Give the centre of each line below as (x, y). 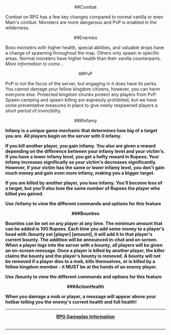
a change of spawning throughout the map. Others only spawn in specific (82, 53)
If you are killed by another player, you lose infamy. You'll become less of (84, 183)
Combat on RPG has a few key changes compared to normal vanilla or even (84, 17)
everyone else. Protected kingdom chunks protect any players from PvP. (81, 94)
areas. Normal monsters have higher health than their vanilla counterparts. (83, 58)
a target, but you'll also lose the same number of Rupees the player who (83, 188)
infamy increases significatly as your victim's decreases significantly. (81, 162)
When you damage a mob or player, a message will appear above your (81, 296)
